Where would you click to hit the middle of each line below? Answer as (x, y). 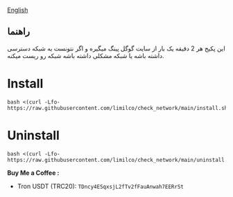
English (18, 10)
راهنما (18, 31)
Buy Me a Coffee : (33, 173)
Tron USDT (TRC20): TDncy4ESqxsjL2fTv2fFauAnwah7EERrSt (100, 186)
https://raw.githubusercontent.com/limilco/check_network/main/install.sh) (119, 108)
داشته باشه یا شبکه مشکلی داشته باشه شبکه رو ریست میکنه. (86, 55)
